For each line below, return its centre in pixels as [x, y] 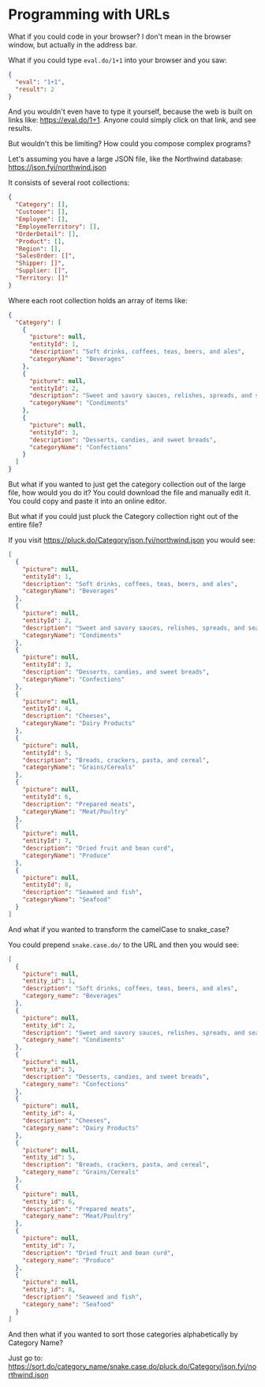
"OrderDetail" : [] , [47, 234]
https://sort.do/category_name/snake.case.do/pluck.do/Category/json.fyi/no [132, 1366]
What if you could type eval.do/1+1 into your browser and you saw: [118, 60]
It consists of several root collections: [69, 182]
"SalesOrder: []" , [46, 256]
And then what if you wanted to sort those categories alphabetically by [123, 1334]
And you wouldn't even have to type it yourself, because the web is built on [130, 111]
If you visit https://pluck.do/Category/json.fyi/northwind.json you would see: [132, 540]
